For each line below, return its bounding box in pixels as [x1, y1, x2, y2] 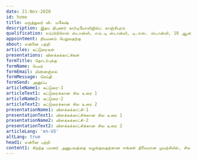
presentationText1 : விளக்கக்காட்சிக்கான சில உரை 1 [6, 112, 123, 118]
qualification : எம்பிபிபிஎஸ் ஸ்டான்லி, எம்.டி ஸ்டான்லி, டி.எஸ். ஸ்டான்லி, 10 [6, 30, 179, 36]
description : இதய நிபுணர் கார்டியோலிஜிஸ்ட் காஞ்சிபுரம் [6, 25, 125, 31]
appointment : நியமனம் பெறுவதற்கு [6, 36, 81, 42]
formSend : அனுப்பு [6, 80, 47, 86]
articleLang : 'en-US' [6, 128, 59, 135]
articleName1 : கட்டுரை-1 [6, 85, 64, 91]
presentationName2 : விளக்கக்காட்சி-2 [6, 118, 89, 124]
